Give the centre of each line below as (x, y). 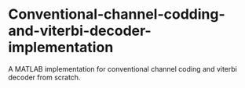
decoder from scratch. (44, 77)
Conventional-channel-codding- (117, 14)
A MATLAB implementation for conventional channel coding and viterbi (122, 69)
